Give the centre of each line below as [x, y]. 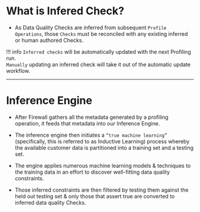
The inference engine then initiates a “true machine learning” [91, 135]
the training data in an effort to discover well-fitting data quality [92, 172]
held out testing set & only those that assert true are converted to [95, 196]
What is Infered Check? [65, 11]
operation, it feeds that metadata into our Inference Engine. [87, 123]
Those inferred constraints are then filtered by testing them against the [101, 190]
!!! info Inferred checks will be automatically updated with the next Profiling [99, 51]
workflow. [18, 70]
